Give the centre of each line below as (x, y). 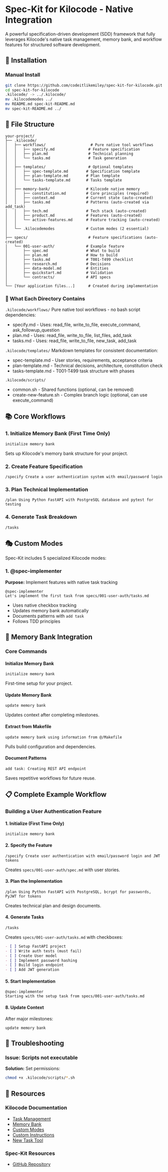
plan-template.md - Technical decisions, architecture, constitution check (88, 365)
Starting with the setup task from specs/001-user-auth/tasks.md (75, 996)
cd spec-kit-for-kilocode (32, 90)
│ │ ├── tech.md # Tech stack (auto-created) (76, 211)
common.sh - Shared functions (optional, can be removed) (73, 389)
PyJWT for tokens (23, 896)
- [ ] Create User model (31, 956)
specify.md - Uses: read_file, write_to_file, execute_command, (76, 324)
